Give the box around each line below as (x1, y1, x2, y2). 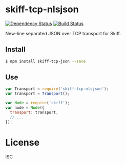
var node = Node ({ (5, 105, 45, 110)
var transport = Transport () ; (5, 91, 70, 97)
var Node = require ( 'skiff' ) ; (5, 101, 70, 106)
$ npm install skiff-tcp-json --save (5, 59, 86, 64)
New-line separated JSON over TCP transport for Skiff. (5, 30, 121, 36)
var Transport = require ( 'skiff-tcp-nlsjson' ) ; (5, 86, 109, 91)
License (5, 136, 40, 148)
